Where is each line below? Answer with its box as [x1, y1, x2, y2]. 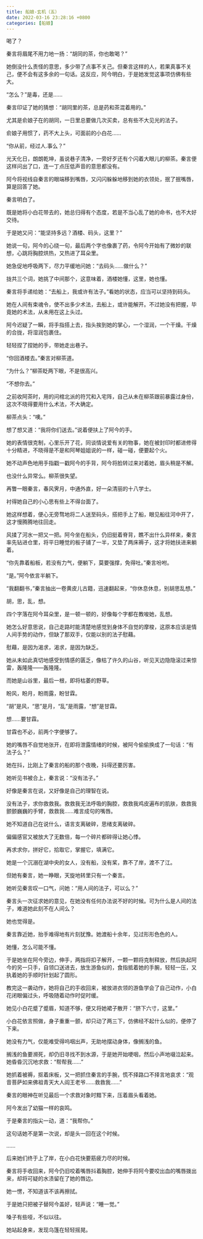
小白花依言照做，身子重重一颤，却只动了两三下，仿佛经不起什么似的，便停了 [6, 1017, 197, 1025]
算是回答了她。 [6, 183, 43, 190]
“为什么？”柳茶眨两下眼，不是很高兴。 [6, 367, 101, 375]
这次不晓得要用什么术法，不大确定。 [6, 401, 97, 408]
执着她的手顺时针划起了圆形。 [6, 971, 80, 979]
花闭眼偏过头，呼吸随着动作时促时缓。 [6, 992, 101, 999]
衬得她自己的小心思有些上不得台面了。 [6, 498, 101, 505]
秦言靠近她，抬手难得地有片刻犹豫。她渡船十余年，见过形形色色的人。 [6, 931, 181, 938]
